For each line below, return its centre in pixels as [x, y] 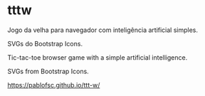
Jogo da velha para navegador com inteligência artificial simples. [102, 30]
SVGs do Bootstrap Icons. [45, 43]
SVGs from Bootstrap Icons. [48, 71]
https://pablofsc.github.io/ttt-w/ [54, 85]
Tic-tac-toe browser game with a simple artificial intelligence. [98, 57]
